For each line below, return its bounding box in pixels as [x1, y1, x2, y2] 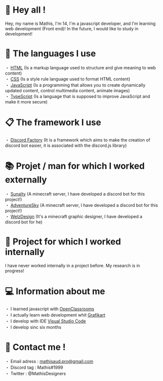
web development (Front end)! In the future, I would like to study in [5, 25, 139, 31]
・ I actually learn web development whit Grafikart [5, 312, 106, 318]
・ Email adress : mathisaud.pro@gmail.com [5, 358, 93, 364]
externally [5, 174, 47, 185]
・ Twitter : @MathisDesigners [5, 370, 66, 376]
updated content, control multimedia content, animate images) [5, 87, 130, 93]
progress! [5, 268, 24, 274]
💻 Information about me [5, 285, 106, 297]
